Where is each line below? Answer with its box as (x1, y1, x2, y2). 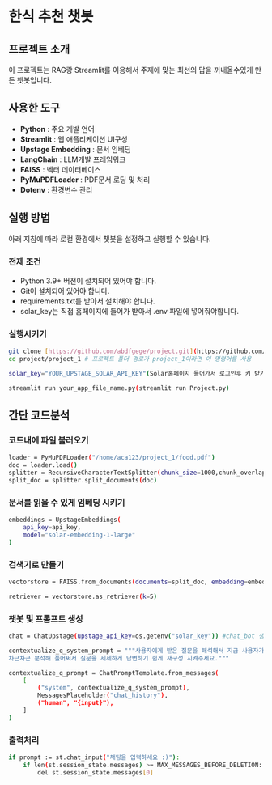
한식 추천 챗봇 (8, 7, 94, 26)
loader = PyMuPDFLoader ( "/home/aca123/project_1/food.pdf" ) (8, 454, 216, 462)
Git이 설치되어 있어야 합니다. (19, 286, 110, 295)
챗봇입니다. (16, 75, 53, 85)
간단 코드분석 (8, 409, 70, 422)
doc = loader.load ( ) (8, 461, 79, 469)
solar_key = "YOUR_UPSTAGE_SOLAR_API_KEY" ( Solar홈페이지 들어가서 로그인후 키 (8, 369, 251, 377)
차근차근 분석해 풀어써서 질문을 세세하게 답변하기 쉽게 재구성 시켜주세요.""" (8, 654, 229, 662)
